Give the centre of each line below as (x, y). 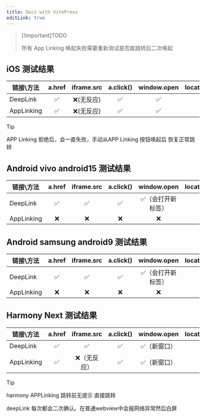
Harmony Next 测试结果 (52, 316)
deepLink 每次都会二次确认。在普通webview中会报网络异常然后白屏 (92, 408)
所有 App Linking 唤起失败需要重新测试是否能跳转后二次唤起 (97, 48)
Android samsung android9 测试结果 (77, 242)
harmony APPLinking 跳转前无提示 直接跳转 (61, 395)
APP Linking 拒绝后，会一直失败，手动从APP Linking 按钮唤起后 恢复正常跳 (101, 139)
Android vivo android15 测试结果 (69, 168)
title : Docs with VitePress (42, 12)
